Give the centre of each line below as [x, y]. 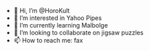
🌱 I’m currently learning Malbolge [61, 25]
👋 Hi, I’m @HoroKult [42, 11]
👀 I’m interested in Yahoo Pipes [57, 18]
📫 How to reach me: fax [48, 40]
